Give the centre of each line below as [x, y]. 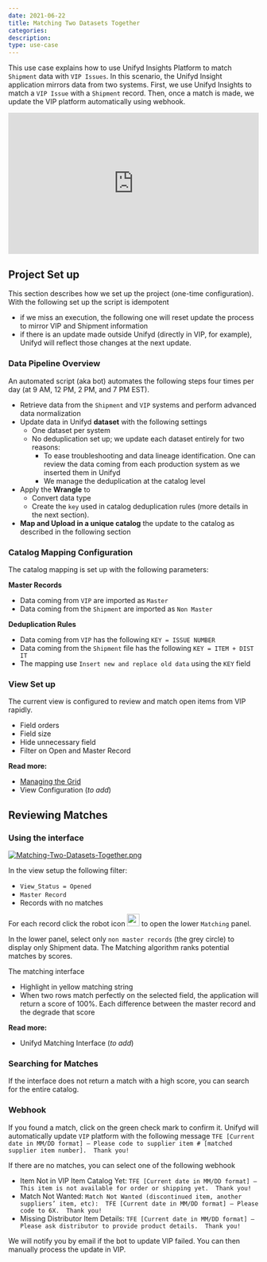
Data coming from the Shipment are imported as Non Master [116, 609]
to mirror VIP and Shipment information [84, 326]
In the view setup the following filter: [68, 871]
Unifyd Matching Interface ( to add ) [77, 1043]
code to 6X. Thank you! [61, 1210]
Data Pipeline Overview [54, 364]
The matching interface [46, 972]
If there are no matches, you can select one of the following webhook [122, 1165]
